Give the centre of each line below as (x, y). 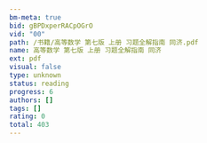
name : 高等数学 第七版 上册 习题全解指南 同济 (85, 51)
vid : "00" (28, 34)
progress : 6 (31, 91)
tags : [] (25, 108)
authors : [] (31, 100)
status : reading (39, 83)
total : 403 (29, 125)
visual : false (36, 68)
